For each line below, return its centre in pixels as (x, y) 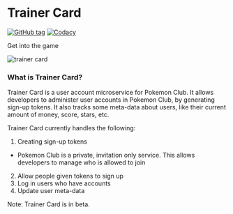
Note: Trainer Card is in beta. (49, 204)
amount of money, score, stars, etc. (58, 115)
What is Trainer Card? (45, 77)
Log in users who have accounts (64, 183)
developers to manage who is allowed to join (81, 162)
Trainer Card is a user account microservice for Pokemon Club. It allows (111, 93)
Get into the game (33, 45)
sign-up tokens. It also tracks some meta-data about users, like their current (117, 107)
